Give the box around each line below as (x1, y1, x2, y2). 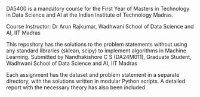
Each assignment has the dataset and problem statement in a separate (6, 71, 180, 78)
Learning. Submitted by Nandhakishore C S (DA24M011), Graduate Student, (6, 54, 192, 60)
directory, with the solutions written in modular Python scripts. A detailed (6, 77, 186, 85)
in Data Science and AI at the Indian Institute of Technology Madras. (6, 11, 174, 18)
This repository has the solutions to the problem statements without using (6, 41, 187, 48)
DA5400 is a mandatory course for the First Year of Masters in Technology (6, 5, 190, 12)
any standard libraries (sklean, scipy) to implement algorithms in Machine (6, 47, 187, 54)
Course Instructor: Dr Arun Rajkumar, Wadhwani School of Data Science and (6, 23, 194, 30)
